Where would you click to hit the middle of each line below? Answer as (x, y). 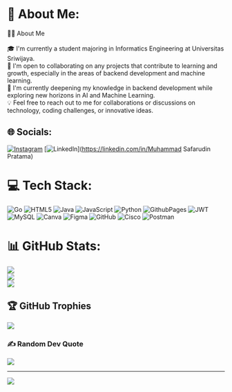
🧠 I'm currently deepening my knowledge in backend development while (110, 88)
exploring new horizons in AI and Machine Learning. (81, 95)
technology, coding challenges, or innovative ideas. (80, 110)
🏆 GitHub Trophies (49, 306)
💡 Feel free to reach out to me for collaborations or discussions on (101, 103)
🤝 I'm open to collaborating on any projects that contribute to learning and (112, 66)
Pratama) (20, 156)
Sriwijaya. (21, 58)
